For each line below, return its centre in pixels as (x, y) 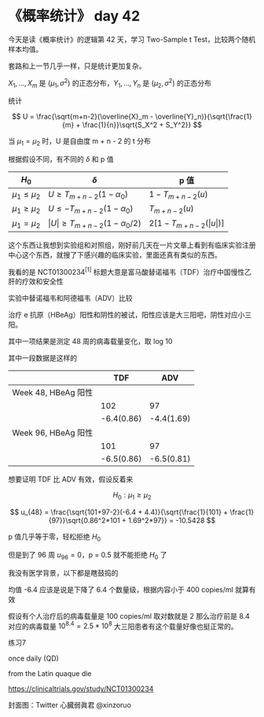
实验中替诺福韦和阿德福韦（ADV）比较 (70, 298)
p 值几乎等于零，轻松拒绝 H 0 (55, 537)
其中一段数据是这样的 (42, 358)
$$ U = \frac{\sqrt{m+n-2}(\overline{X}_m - (82, 117)
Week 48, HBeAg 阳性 (53, 393)
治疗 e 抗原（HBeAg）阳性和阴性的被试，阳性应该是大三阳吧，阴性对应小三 (130, 315)
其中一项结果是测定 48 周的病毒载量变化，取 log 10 (90, 342)
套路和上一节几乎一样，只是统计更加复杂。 (77, 66)
